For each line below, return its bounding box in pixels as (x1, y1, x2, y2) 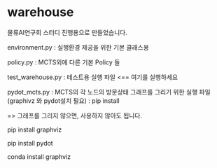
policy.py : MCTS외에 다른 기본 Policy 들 (7, 57, 120, 66)
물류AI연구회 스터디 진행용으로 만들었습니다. (7, 28, 127, 36)
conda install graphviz (7, 152, 71, 161)
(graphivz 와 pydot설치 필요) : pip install (7, 96, 120, 105)
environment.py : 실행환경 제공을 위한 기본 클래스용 (7, 43, 149, 51)
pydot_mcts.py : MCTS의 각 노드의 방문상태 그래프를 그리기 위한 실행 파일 (7, 87, 211, 96)
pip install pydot (7, 139, 54, 147)
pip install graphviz (7, 125, 62, 134)
